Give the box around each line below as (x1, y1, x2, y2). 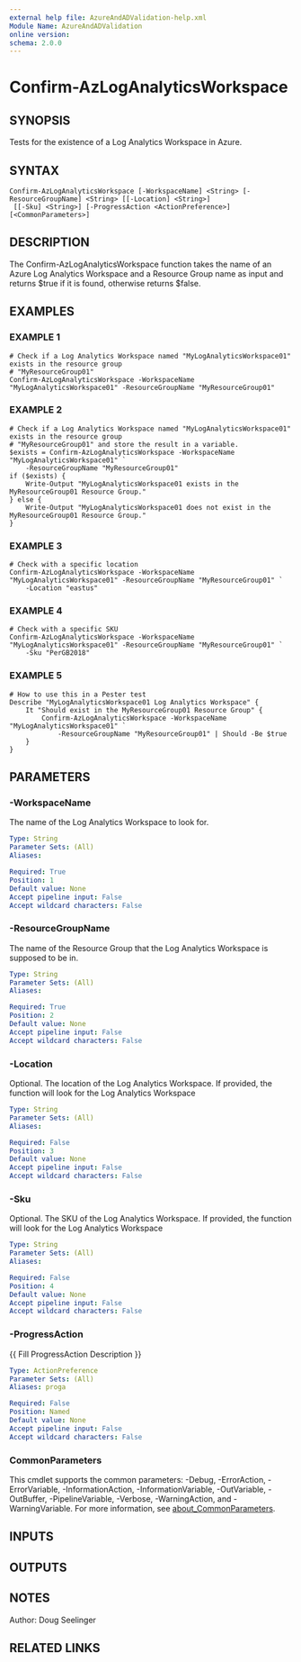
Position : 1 (9, 876, 54, 885)
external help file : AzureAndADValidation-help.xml (9, 13, 207, 23)
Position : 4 (9, 1281, 54, 1291)
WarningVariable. (9, 1503, 74, 1513)
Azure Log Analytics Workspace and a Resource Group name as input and (9, 268, 284, 279)
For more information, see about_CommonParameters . (75, 1503, 276, 1513)
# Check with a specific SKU (9, 625, 119, 634)
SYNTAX (9, 163, 60, 178)
